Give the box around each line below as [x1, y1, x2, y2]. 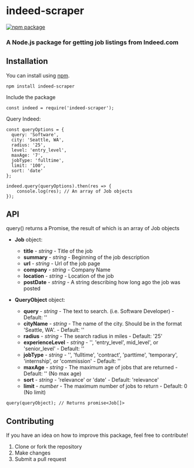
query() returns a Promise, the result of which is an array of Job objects [6, 225, 180, 232]
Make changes [14, 449, 51, 456]
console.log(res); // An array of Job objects [16, 188, 133, 194]
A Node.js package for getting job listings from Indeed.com [6, 38, 179, 46]
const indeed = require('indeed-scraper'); [6, 105, 115, 111]
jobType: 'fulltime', [11, 157, 65, 163]
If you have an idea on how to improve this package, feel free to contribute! [6, 432, 188, 439]
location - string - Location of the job [23, 272, 114, 280]
